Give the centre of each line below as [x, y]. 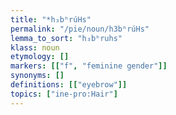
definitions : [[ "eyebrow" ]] [69, 85]
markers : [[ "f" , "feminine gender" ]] [89, 66]
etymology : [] [40, 57]
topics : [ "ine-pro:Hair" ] [64, 94]
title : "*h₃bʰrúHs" [51, 19]
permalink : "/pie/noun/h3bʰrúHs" [80, 29]
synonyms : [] [37, 76]
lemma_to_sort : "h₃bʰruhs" [66, 38]
